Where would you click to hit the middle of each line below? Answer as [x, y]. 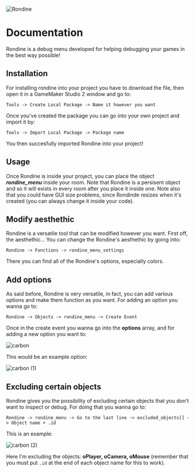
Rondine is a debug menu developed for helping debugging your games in [95, 49]
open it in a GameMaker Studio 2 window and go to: [69, 94]
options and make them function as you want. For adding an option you [92, 300]
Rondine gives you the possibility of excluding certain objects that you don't [97, 401]
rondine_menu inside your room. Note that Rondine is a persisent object [93, 182]
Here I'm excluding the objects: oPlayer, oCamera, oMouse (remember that [97, 456]
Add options [29, 279]
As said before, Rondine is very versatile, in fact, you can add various [90, 294]
